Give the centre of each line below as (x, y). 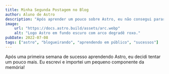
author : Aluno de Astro (30, 14)
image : (12, 24)
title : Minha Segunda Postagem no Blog (47, 10)
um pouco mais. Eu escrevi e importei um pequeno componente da (75, 62)
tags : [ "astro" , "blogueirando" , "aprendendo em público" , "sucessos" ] (82, 42)
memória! (15, 67)
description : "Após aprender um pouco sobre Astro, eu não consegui (78, 19)
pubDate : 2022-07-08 (27, 38)
